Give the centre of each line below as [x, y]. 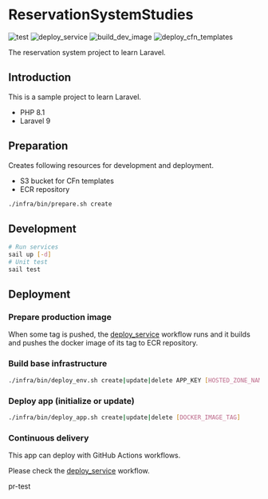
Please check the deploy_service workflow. [79, 471]
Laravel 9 [35, 121]
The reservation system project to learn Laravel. [87, 52]
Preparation [38, 146]
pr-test [20, 486]
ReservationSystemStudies [101, 15]
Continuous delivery [49, 437]
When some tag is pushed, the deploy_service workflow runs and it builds [130, 334]
